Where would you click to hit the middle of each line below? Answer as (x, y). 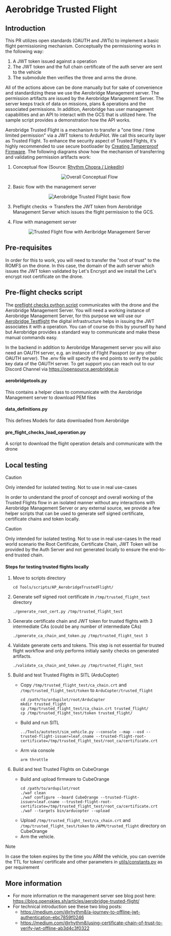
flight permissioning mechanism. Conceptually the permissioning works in (83, 46)
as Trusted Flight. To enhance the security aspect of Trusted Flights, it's (81, 141)
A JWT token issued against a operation (55, 61)
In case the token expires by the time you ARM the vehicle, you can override (86, 856)
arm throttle (34, 760)
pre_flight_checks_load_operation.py (46, 432)
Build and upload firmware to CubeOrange (65, 779)
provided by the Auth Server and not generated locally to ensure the (77, 550)
